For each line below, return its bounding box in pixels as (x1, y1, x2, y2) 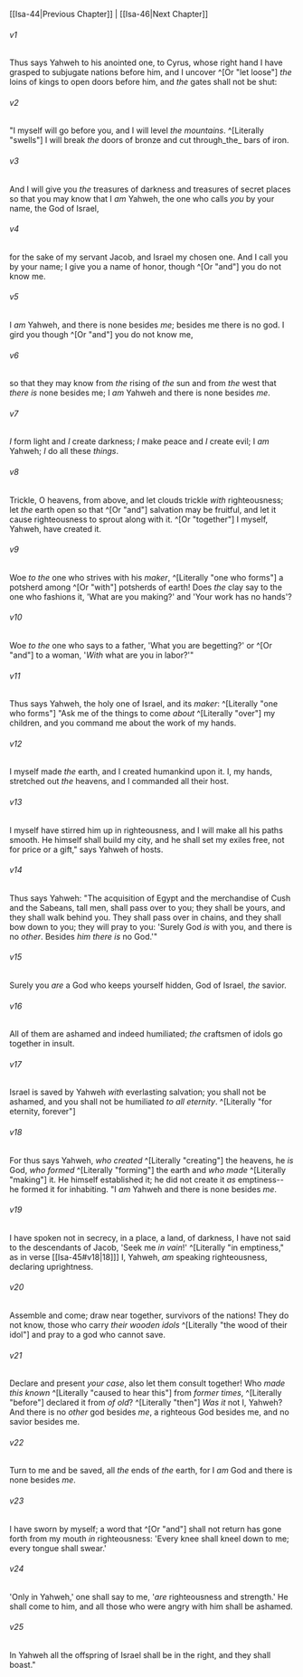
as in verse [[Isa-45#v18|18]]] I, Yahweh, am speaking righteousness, (9, 1251, 269, 1262)
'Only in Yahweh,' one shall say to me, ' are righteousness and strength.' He (9, 1591, 289, 1602)
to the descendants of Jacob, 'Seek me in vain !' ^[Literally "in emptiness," (9, 1242, 285, 1253)
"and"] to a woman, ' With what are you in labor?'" (9, 649, 194, 660)
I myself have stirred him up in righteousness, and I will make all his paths (9, 824, 283, 836)
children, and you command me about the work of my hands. (9, 717, 237, 728)
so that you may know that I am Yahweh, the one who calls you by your (9, 193, 275, 204)
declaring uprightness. (9, 1261, 93, 1272)
